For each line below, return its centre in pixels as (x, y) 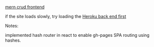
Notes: (12, 26)
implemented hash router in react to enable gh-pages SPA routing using (77, 35)
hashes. (13, 40)
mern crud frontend (25, 7)
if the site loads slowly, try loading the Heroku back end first (66, 16)
